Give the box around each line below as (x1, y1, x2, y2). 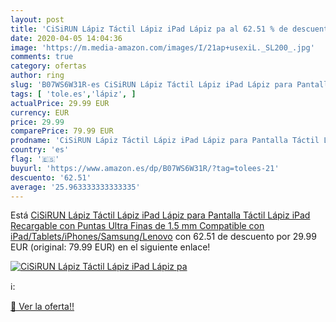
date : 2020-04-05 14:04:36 (10, 33, 123, 43)
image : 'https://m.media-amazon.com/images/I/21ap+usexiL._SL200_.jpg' (10, 42, 315, 53)
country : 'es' (10, 145, 70, 155)
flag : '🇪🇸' (10, 154, 60, 164)
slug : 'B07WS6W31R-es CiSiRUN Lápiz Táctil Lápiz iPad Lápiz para (10, 80, 293, 90)
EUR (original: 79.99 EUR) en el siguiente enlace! (10, 241, 211, 253)
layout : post (10, 14, 65, 25)
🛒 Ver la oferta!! (10, 301, 75, 313)
